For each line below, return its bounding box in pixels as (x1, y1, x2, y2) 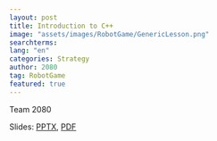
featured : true (9, 79, 66, 88)
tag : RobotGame (9, 71, 66, 80)
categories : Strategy (9, 54, 90, 63)
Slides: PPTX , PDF (9, 121, 77, 132)
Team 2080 (9, 104, 52, 114)
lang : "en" (9, 46, 50, 55)
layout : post (9, 12, 58, 22)
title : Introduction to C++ (9, 21, 114, 30)
